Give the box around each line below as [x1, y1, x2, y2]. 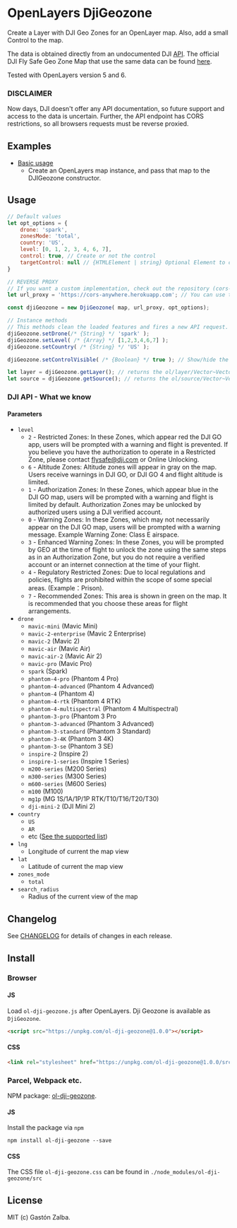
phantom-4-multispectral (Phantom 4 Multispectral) [28, 705, 178, 713]
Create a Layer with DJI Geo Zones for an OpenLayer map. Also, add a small [7, 28, 229, 37]
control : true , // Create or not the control [20, 252, 157, 259]
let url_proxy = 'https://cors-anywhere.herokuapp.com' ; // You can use [7, 291, 226, 298]
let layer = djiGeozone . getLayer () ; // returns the [7, 369, 162, 376]
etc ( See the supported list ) [28, 832, 108, 841]
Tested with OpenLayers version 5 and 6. [7, 71, 127, 79]
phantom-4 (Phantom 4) [28, 689, 95, 698]
